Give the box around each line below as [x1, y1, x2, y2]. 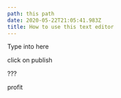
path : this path [7, 10, 55, 17]
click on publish [7, 56, 52, 64]
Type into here [7, 43, 49, 51]
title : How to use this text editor [7, 23, 114, 30]
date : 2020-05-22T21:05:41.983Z [7, 17, 101, 24]
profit [7, 83, 23, 92]
